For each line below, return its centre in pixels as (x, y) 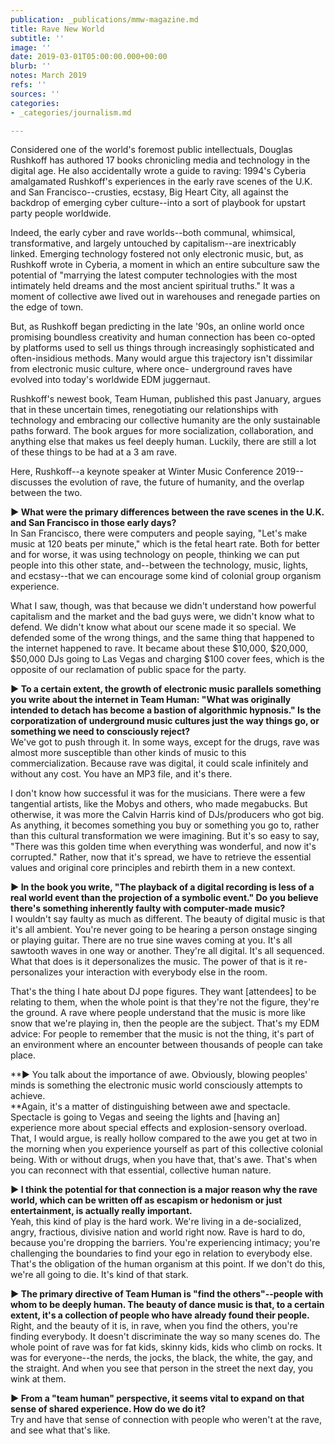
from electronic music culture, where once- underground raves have (151, 369)
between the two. (46, 493)
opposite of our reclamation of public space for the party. (128, 670)
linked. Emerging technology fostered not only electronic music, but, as (157, 254)
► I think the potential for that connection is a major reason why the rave (164, 1190)
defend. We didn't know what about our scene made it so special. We (153, 627)
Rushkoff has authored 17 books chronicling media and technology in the (160, 160)
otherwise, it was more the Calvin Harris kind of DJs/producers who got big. (167, 815)
